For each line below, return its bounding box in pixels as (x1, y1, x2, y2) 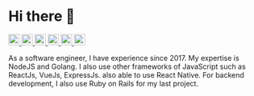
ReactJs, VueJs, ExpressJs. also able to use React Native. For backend (8, 70, 244, 79)
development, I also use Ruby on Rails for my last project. (8, 78, 199, 88)
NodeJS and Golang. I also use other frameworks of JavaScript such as (8, 62, 246, 71)
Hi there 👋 (8, 7, 75, 26)
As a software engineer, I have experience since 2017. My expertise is (8, 53, 239, 62)
